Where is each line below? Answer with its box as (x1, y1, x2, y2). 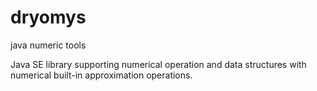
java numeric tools (10, 39, 87, 51)
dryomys (10, 6, 87, 29)
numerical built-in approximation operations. (10, 69, 193, 81)
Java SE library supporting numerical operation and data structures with (10, 58, 307, 70)
